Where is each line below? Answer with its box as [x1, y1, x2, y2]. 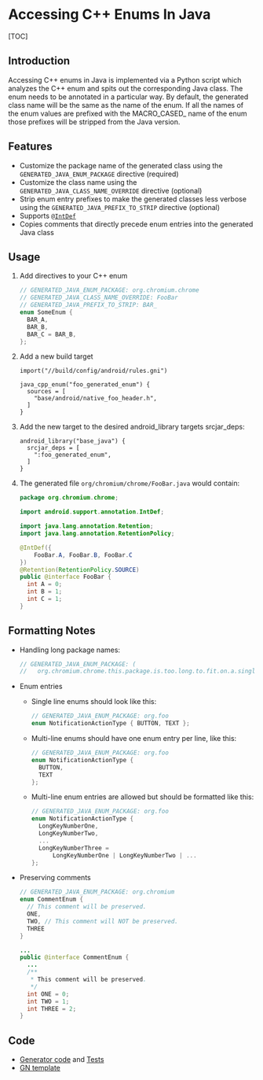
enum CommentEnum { [19, 895, 84, 904]
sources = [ [27, 388, 66, 396]
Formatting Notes [8, 624, 96, 638]
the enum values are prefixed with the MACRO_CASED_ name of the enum [8, 109, 247, 118]
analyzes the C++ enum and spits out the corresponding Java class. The [8, 83, 243, 93]
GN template [19, 1063, 61, 1073]
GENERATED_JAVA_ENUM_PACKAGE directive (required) [19, 169, 179, 179]
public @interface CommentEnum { [19, 953, 130, 961]
